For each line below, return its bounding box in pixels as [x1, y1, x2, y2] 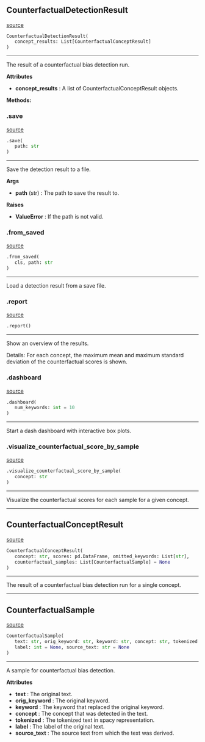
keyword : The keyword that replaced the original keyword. [15, 703, 165, 710]
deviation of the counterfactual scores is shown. [6, 358, 128, 365]
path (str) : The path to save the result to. [15, 189, 120, 197]
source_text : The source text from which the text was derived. [15, 729, 174, 737]
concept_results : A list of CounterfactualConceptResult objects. [15, 85, 179, 92]
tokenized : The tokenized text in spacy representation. [15, 716, 155, 724]
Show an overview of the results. [6, 340, 89, 347]
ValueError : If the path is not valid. [15, 213, 104, 220]
